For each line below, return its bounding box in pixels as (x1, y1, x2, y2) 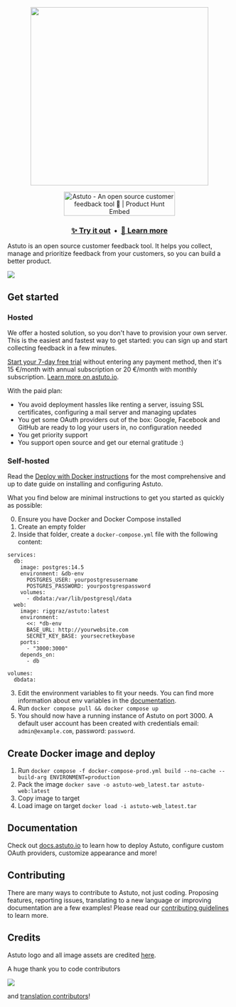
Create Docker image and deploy (7, 747, 156, 760)
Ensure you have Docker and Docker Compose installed (17, 515, 181, 523)
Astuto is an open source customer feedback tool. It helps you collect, (7, 242, 213, 250)
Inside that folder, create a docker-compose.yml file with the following (17, 530, 218, 538)
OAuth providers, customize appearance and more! (7, 849, 158, 857)
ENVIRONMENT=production (49, 774, 120, 781)
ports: (20, 639, 40, 646)
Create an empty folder (17, 523, 87, 531)
